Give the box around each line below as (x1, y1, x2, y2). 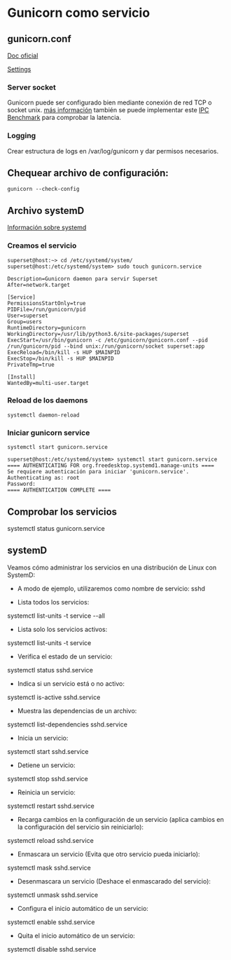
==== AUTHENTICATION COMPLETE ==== (7, 487, 111, 494)
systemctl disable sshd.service (7, 945, 97, 953)
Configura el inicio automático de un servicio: (17, 904, 149, 912)
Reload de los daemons (7, 396, 88, 405)
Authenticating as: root (7, 475, 80, 482)
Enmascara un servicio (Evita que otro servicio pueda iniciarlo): (17, 850, 201, 858)
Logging (7, 131, 36, 141)
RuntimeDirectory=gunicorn (7, 324, 86, 331)
